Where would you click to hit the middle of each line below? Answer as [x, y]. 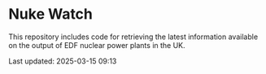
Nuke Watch [51, 14]
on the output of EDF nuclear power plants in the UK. [97, 45]
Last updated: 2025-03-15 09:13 [63, 61]
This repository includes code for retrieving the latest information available [133, 37]
